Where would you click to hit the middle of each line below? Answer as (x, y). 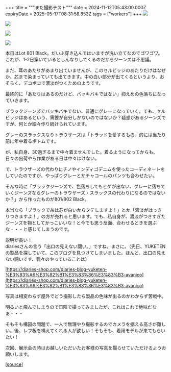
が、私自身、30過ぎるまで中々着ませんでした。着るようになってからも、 (81, 152)
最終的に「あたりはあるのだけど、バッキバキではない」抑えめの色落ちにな (83, 94)
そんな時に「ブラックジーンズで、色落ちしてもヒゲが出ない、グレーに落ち (83, 186)
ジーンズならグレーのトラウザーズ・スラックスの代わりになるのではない (90, 193)
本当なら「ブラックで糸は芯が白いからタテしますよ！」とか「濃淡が (77, 210)
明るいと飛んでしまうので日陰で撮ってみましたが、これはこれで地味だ (79, 307)
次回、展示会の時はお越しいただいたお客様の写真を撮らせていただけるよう (83, 348)
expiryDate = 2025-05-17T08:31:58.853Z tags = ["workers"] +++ (74, 14)
